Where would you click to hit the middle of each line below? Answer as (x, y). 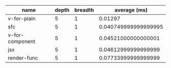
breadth (84, 10)
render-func (23, 58)
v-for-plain (22, 19)
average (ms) (131, 10)
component (22, 41)
